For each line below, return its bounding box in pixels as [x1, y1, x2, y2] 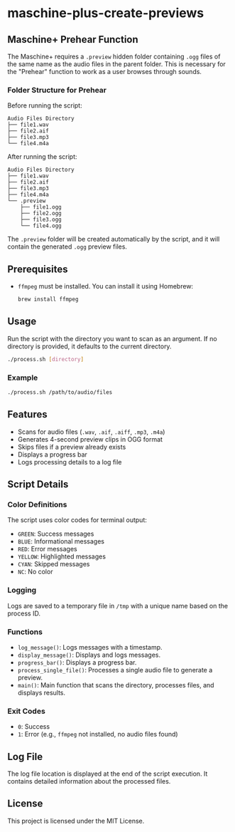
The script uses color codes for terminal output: [7, 516, 147, 524]
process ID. [7, 609, 41, 618]
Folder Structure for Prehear [7, 85, 107, 95]
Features [7, 408, 48, 421]
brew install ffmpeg [17, 296, 79, 303]
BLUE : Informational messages [17, 537, 105, 546]
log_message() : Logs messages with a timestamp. [17, 643, 163, 651]
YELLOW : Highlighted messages [17, 552, 106, 561]
